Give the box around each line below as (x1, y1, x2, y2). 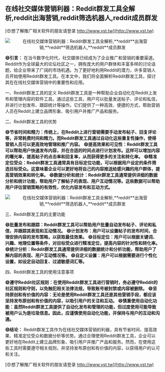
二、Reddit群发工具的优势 (5, 118, 57, 124)
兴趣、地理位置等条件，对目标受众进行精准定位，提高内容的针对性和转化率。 (5, 240, 160, 246)
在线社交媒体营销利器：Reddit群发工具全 (5, 4, 129, 13)
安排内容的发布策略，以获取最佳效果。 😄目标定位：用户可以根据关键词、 (9, 234, 157, 239)
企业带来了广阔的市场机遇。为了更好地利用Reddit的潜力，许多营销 (18, 67, 152, 73)
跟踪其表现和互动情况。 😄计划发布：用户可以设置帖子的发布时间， (18, 228, 153, 234)
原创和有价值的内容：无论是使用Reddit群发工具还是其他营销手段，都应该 (9, 292, 156, 297)
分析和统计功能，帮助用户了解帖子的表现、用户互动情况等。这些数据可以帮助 (5, 178, 160, 184)
